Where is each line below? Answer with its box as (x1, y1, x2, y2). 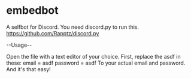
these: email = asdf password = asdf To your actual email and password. (6, 59, 186, 66)
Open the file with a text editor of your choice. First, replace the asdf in (6, 53, 181, 60)
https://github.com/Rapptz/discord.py (6, 29, 99, 37)
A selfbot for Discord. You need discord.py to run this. (6, 23, 140, 31)
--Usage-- (6, 41, 32, 48)
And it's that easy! (6, 65, 51, 72)
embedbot (6, 4, 59, 17)
